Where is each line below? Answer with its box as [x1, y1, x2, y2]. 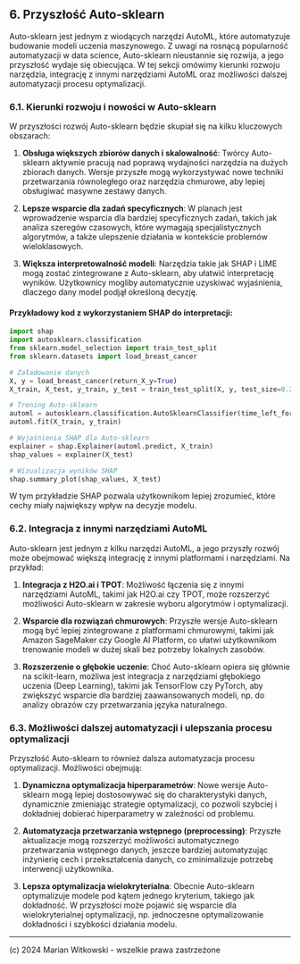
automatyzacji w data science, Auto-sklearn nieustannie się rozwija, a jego [9, 49, 284, 61]
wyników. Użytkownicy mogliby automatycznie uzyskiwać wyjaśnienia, [21, 277, 283, 289]
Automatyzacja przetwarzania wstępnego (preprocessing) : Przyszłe [21, 826, 281, 836]
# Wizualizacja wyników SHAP [9, 466, 118, 475]
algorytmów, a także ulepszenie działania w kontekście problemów [21, 231, 268, 242]
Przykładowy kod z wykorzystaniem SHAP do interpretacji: [9, 307, 234, 318]
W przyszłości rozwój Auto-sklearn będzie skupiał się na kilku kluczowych [9, 121, 283, 132]
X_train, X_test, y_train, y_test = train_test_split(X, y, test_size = [9, 384, 281, 394]
